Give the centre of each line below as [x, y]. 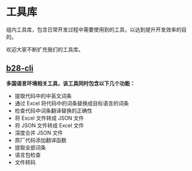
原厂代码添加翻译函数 [40, 140]
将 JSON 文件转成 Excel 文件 [49, 125]
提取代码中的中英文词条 [43, 96]
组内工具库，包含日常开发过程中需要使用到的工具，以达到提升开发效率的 [94, 29]
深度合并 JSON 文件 [39, 133]
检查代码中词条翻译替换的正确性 [53, 110]
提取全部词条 [30, 147]
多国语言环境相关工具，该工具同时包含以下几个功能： [71, 83]
